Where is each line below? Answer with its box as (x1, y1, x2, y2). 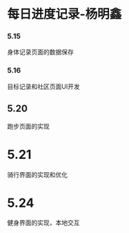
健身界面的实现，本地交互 (7, 218, 80, 227)
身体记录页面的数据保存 (7, 48, 74, 56)
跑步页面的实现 (7, 122, 50, 130)
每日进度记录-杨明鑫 (7, 6, 122, 22)
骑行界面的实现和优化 (7, 170, 68, 178)
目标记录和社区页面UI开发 (7, 82, 81, 91)
